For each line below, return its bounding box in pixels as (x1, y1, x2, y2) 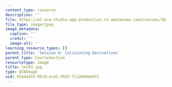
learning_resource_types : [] (5, 46, 68, 51)
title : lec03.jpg (5, 64, 42, 70)
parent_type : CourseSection (5, 55, 66, 60)
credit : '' (10, 36, 33, 41)
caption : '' (10, 31, 36, 36)
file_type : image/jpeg (5, 21, 54, 27)
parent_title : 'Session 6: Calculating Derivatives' (5, 50, 120, 55)
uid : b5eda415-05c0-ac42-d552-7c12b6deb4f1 (5, 74, 100, 79)
